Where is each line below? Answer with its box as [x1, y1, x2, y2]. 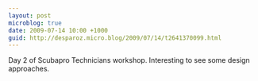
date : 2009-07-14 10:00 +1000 [8, 26, 109, 34]
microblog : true [8, 19, 62, 27]
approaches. [8, 64, 50, 74]
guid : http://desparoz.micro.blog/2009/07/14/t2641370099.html [8, 33, 222, 42]
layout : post [8, 11, 52, 20]
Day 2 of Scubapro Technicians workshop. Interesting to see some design [8, 56, 250, 65]
